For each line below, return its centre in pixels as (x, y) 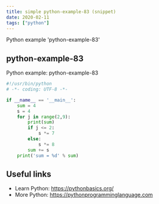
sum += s (39, 150)
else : (35, 139)
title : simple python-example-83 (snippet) (61, 12)
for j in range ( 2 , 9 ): (44, 117)
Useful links (29, 174)
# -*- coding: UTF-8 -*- (37, 89)
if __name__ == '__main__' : (41, 100)
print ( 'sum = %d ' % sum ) (48, 156)
